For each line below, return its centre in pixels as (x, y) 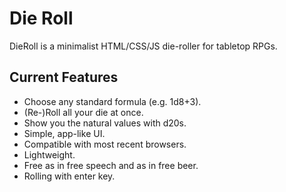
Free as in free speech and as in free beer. (111, 165)
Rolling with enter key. (69, 176)
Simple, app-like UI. (64, 133)
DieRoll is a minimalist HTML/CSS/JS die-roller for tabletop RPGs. (143, 46)
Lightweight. (49, 154)
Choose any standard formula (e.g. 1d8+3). (112, 101)
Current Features (64, 77)
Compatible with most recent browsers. (105, 144)
